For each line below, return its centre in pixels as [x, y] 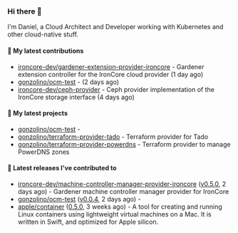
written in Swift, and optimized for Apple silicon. [88, 222]
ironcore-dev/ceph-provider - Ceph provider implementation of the [116, 89]
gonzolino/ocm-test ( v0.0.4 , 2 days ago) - [79, 199]
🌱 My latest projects [37, 113]
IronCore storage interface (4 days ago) [76, 97]
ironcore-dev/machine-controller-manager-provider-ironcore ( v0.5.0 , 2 [122, 184]
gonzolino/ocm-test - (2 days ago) [68, 82]
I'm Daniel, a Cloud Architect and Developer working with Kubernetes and [115, 27]
